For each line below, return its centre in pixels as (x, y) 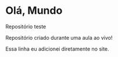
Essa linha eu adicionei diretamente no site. (57, 49)
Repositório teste (26, 26)
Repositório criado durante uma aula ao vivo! (59, 37)
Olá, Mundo (34, 11)
